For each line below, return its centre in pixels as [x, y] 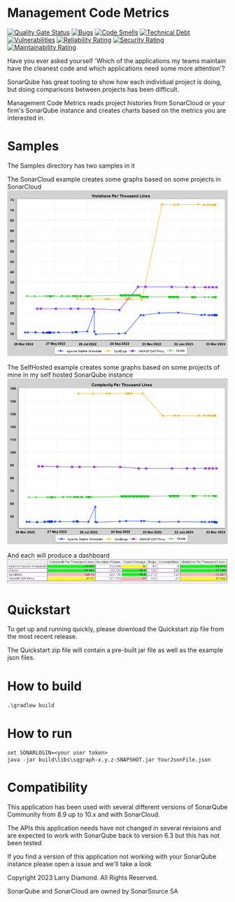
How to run [40, 733]
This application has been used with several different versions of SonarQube [117, 807]
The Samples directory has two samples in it [71, 166]
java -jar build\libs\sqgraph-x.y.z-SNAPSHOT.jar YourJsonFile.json [109, 760]
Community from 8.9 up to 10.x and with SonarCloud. [84, 814]
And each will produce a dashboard [58, 555]
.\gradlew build [31, 706]
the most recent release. [43, 637]
